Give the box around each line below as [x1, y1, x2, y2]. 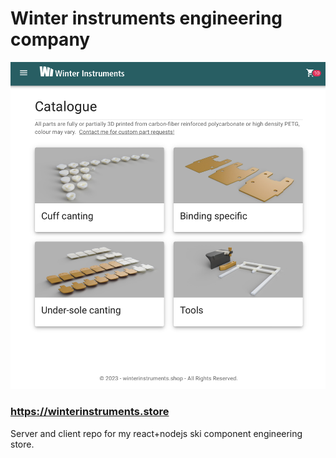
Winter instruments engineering [10, 7, 283, 30]
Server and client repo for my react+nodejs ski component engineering [10, 427, 303, 439]
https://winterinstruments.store [10, 405, 170, 419]
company [10, 28, 91, 51]
